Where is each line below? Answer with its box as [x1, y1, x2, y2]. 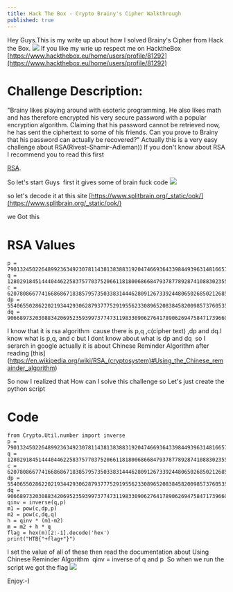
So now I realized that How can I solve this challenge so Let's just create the [7, 377, 225, 386]
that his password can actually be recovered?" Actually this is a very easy [7, 136, 218, 144]
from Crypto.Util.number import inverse [7, 432, 126, 439]
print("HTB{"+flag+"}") [7, 536, 76, 543]
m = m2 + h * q [7, 523, 51, 531]
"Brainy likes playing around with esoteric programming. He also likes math [7, 106, 222, 115]
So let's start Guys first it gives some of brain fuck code [7, 178, 169, 186]
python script [7, 385, 46, 393]
